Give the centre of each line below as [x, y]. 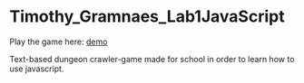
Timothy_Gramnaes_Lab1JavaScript [147, 17]
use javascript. [37, 69]
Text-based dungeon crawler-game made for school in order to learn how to [152, 59]
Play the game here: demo [59, 41]
